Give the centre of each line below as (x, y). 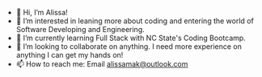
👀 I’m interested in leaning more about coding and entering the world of (135, 21)
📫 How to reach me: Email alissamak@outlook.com (102, 64)
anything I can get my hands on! (70, 55)
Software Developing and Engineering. (80, 29)
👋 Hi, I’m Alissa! (42, 12)
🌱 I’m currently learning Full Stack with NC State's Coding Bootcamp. (131, 38)
